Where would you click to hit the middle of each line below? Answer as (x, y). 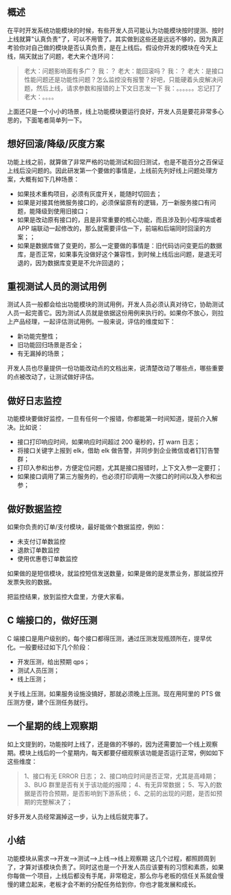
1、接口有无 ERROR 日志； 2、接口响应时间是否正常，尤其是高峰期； (121, 776)
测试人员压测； (38, 670)
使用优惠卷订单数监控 (47, 559)
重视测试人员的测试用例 (57, 287)
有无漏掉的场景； (41, 353)
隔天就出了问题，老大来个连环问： (67, 56)
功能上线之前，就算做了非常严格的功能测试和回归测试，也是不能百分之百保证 (115, 161)
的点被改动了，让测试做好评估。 (52, 377)
